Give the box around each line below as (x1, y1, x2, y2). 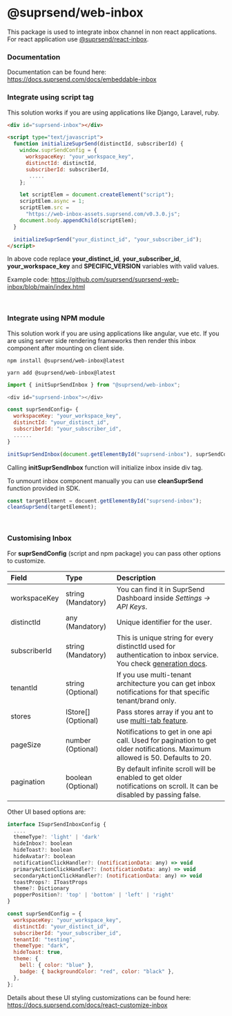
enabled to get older (116, 772, 182, 782)
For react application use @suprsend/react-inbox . (7, 35, 149, 43)
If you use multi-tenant (116, 670, 192, 679)
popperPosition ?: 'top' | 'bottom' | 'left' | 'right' (13, 892, 175, 899)
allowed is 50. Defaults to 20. (116, 752, 212, 762)
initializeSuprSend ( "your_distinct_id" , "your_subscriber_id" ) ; (13, 236, 202, 243)
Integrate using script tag (7, 92, 95, 102)
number (65, 735, 91, 745)
